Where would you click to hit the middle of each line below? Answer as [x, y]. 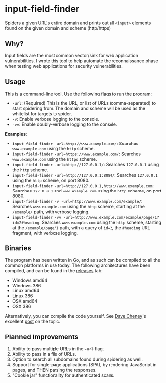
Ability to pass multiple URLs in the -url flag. [58, 349]
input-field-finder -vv [37, 217]
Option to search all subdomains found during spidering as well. [77, 359]
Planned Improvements [42, 337]
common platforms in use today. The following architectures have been [78, 265]
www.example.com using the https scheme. [55, 159]
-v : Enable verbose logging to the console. [56, 119]
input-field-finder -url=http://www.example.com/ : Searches [75, 143]
